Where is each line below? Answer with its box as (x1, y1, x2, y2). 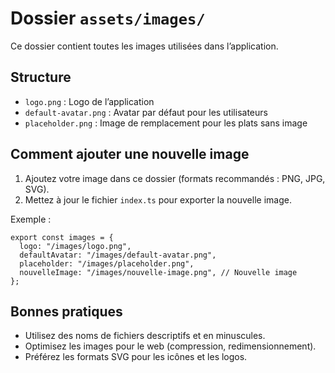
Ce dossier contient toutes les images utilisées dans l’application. (10, 40, 279, 52)
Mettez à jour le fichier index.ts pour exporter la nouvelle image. (24, 193, 292, 206)
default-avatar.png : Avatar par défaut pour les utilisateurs (24, 106, 268, 118)
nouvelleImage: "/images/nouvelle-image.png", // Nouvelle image (19, 267, 298, 277)
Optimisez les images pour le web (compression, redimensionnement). (24, 340, 317, 352)
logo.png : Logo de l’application (24, 95, 155, 107)
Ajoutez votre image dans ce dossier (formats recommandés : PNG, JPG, (24, 172, 326, 184)
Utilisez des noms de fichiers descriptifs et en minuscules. (24, 330, 266, 342)
